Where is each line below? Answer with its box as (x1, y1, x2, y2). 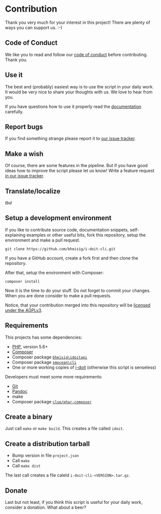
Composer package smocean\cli (12, 359, 76, 365)
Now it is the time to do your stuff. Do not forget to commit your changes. (5, 288, 151, 293)
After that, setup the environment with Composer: (5, 270, 104, 275)
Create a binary (5, 413, 53, 421)
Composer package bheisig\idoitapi (12, 354, 88, 360)
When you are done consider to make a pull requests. (5, 292, 112, 298)
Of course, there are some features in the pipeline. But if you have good (5, 163, 148, 169)
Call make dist (12, 463, 41, 469)
